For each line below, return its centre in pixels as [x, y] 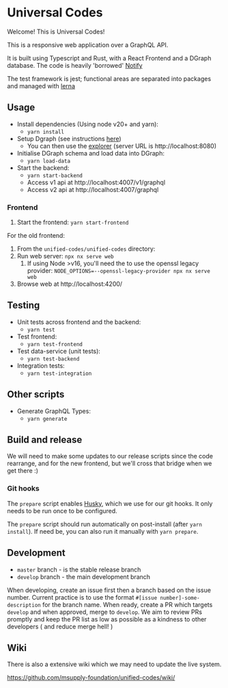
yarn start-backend [55, 175]
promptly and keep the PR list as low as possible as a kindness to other [107, 619]
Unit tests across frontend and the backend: [79, 322]
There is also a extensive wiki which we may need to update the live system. [114, 664]
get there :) [23, 471]
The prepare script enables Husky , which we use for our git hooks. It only [110, 503]
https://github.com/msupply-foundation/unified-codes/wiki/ [91, 678]
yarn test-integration [59, 373]
